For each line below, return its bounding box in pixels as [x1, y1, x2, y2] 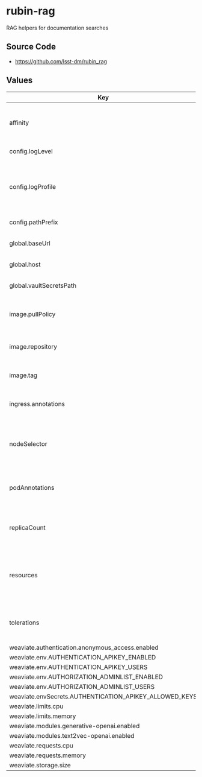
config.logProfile [9, 182, 56, 191]
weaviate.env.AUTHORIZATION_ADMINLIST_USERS [9, 682, 155, 691]
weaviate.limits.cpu [9, 702, 64, 710]
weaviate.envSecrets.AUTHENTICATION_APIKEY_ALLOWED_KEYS [9, 692, 197, 700]
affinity [9, 118, 29, 127]
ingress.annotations [9, 399, 65, 408]
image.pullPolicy [9, 309, 56, 318]
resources [9, 571, 38, 579]
